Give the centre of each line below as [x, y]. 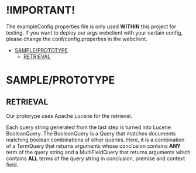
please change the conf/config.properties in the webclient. [77, 39]
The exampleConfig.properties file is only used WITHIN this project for [91, 26]
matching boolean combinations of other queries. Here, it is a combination [95, 140]
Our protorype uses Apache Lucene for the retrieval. [69, 116]
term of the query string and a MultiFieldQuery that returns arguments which [98, 152]
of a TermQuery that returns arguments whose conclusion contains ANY [94, 146]
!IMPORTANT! [41, 10]
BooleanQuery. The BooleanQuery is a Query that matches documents [91, 133]
